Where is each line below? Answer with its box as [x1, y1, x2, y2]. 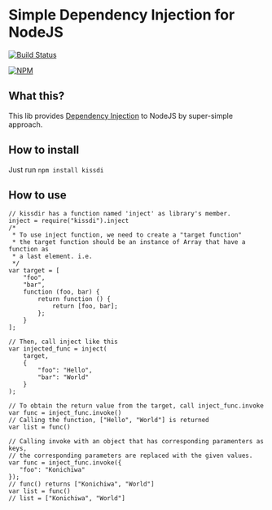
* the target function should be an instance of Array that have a [11, 238, 246, 246]
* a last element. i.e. [11, 252, 93, 261]
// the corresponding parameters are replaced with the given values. [8, 451, 253, 460]
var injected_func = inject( [8, 345, 107, 353]
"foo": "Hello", [37, 366, 93, 375]
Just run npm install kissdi [8, 164, 104, 174]
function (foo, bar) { [23, 288, 100, 296]
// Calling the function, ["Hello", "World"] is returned [8, 416, 209, 425]
